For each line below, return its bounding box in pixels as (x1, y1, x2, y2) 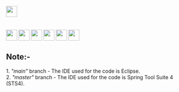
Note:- (6, 52, 30, 62)
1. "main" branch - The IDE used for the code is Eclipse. (6, 68, 140, 75)
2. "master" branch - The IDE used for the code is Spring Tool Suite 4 (6, 73, 174, 80)
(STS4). (6, 80, 25, 87)
